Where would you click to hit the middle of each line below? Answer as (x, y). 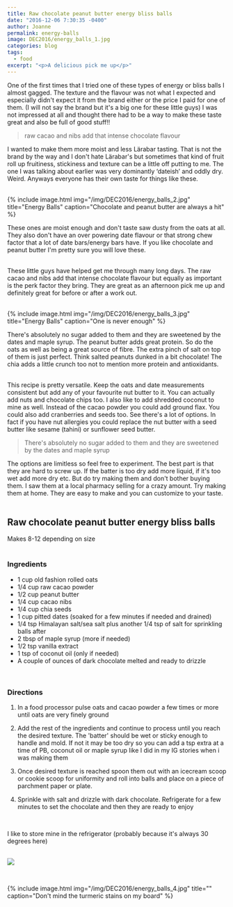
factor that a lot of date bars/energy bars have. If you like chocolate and (110, 242)
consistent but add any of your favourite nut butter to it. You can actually (111, 392)
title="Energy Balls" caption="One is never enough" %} (86, 321)
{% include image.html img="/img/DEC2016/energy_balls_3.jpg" (99, 313)
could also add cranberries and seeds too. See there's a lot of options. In (112, 414)
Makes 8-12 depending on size (51, 539)
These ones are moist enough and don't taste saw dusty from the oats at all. (116, 227)
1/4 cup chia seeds (44, 609)
